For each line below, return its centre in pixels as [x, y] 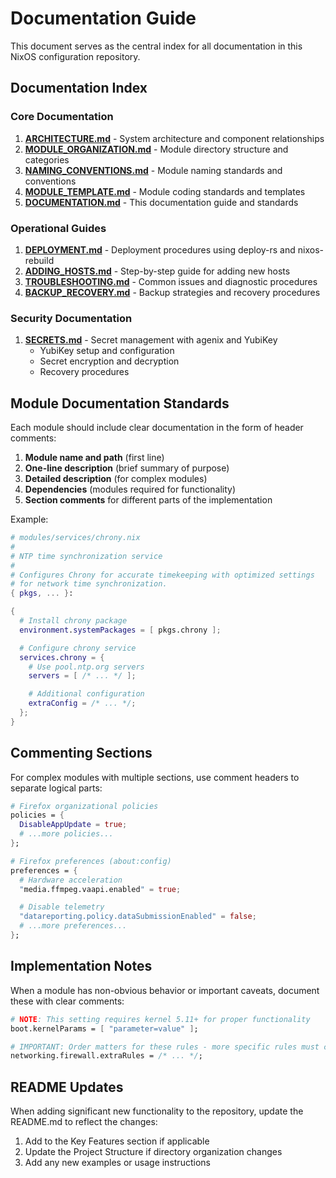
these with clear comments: [67, 1001]
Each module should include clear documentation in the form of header [157, 428]
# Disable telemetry [62, 907]
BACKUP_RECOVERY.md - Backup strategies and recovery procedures [172, 292]
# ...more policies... [66, 834]
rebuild [39, 260]
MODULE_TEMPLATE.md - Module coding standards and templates [165, 191]
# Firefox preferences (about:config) [91, 861]
